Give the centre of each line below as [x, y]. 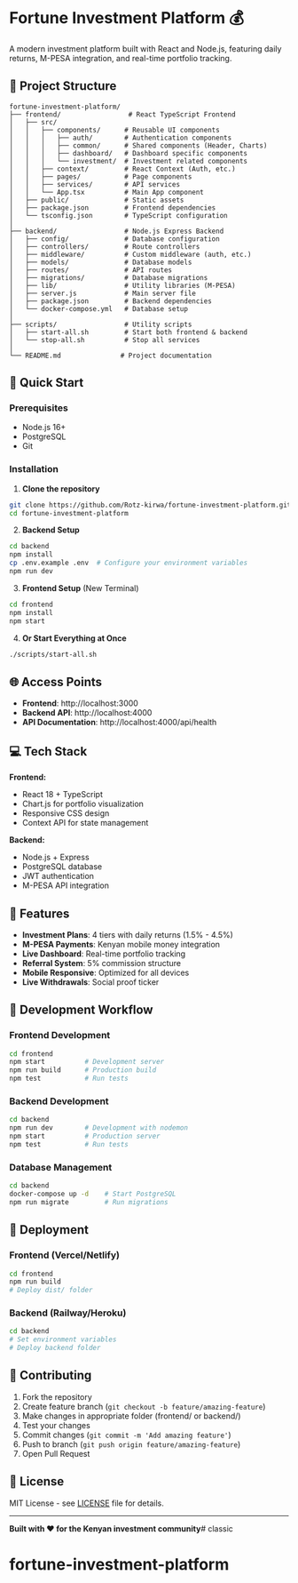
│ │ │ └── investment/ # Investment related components [129, 161]
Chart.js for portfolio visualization [83, 804]
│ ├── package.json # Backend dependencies [111, 301]
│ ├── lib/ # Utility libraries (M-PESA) [123, 285]
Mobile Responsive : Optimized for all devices [106, 972]
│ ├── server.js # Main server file [103, 293]
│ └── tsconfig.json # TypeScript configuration [118, 215]
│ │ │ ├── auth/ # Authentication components [121, 138]
